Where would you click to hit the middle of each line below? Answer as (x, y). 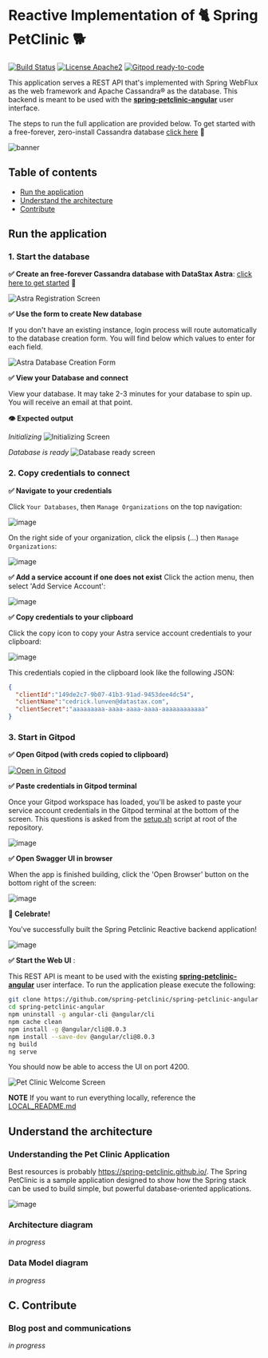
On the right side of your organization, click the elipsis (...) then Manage (124, 537)
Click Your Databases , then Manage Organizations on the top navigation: (125, 506)
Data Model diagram (48, 1263)
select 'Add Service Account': (57, 586)
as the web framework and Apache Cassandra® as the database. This (123, 91)
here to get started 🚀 (42, 283)
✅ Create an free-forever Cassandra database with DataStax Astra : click (130, 274)
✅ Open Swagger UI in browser (61, 858)
